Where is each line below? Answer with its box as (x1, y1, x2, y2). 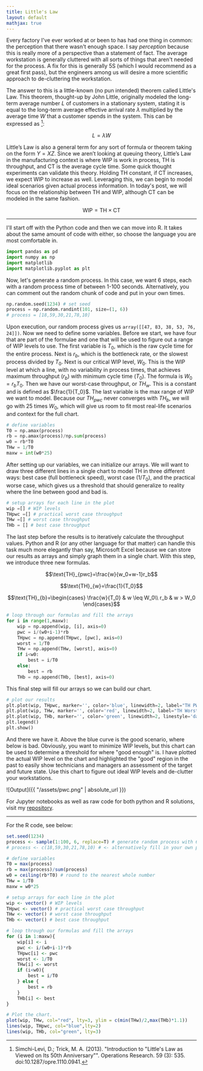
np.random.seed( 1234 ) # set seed (6, 301, 91, 307)
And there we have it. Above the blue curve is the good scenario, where (6, 735, 185, 743)
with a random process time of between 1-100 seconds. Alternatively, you (6, 282, 189, 290)
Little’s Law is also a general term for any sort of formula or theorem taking (6, 143, 192, 151)
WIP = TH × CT (82, 207, 121, 214)
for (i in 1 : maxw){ (6, 934, 56, 940)
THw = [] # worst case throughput (6, 516, 91, 523)
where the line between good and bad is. (6, 488, 108, 495)
